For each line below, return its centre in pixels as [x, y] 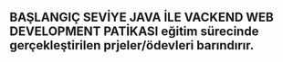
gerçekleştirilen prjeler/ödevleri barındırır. [132, 45]
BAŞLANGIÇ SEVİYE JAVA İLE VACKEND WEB [141, 18]
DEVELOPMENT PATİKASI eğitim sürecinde [134, 32]
